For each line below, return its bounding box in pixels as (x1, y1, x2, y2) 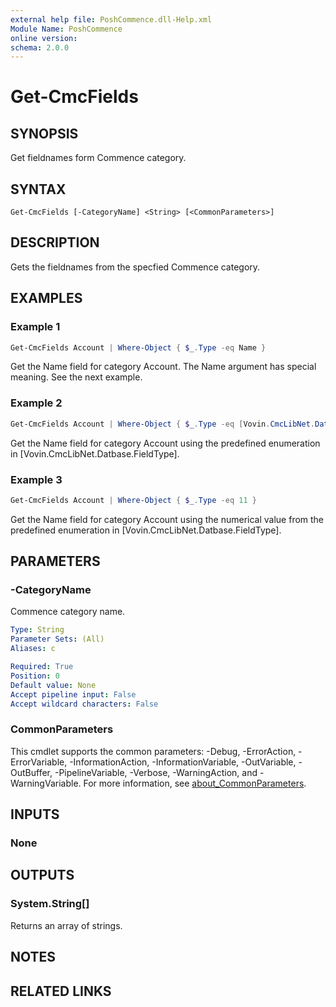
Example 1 (10, 320, 61, 334)
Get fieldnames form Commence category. (10, 152, 187, 164)
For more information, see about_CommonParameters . (83, 777, 307, 789)
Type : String (10, 625, 65, 635)
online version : (10, 33, 78, 43)
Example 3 (10, 472, 63, 486)
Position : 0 (10, 671, 60, 681)
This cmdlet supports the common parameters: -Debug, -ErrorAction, (10, 745, 297, 757)
